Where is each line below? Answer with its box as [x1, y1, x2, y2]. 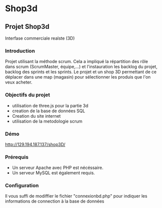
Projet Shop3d [5, 22, 50, 31]
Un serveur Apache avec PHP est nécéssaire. [12, 165, 104, 171]
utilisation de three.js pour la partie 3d [12, 103, 89, 108]
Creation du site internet [12, 113, 61, 119]
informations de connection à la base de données [5, 198, 105, 204]
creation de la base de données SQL [12, 108, 85, 114]
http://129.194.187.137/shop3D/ [5, 141, 66, 147]
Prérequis [5, 153, 29, 160]
